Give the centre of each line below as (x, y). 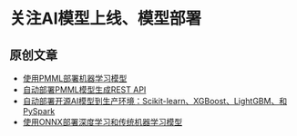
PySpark (39, 111)
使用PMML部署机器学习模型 (75, 78)
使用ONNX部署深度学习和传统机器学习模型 (102, 122)
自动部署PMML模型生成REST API (84, 90)
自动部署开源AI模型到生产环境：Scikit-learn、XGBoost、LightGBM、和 (155, 101)
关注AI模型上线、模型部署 (106, 19)
